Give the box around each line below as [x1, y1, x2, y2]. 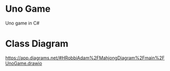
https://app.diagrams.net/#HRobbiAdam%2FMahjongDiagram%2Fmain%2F [5, 55, 165, 61]
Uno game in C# [5, 20, 40, 26]
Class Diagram [5, 38, 69, 50]
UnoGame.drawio [5, 60, 42, 66]
